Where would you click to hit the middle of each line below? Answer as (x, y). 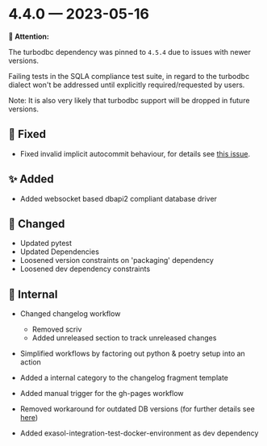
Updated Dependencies (59, 252)
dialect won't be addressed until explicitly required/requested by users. (127, 85)
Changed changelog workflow (70, 314)
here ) (29, 418)
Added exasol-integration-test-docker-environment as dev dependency (139, 433)
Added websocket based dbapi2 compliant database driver (119, 198)
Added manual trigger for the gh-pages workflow (102, 394)
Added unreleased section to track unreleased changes (124, 338)
